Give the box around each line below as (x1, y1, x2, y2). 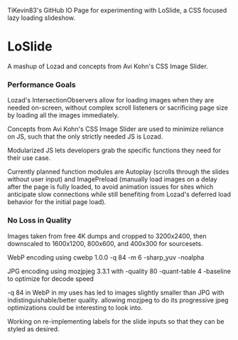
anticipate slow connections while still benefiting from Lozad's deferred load (7, 190, 232, 198)
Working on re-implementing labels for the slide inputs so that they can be (7, 317, 225, 326)
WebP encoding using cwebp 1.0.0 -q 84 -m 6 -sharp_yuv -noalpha (7, 253, 205, 262)
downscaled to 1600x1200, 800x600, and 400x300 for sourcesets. (7, 239, 204, 248)
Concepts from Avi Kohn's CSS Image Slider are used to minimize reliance (7, 124, 224, 134)
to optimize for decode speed (7, 274, 94, 283)
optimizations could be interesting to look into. (7, 303, 144, 312)
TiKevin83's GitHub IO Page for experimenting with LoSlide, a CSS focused (7, 6, 227, 14)
